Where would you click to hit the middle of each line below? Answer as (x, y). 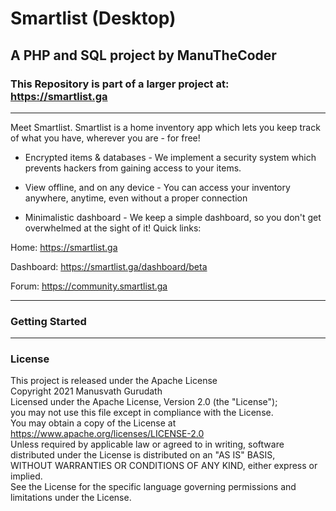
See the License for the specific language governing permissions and (153, 487)
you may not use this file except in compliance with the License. (142, 413)
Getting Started (48, 321)
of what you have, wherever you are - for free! (105, 138)
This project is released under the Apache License (114, 381)
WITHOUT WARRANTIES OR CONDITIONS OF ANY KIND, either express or (164, 466)
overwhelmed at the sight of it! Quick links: (113, 228)
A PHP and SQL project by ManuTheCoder (143, 55)
